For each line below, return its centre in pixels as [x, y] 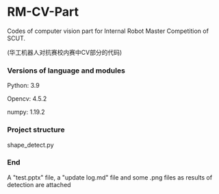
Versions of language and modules [66, 71]
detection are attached [39, 184]
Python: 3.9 [23, 86]
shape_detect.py [30, 145]
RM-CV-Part [43, 12]
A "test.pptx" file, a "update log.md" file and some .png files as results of [110, 177]
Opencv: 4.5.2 [27, 99]
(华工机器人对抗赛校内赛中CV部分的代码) [65, 52]
